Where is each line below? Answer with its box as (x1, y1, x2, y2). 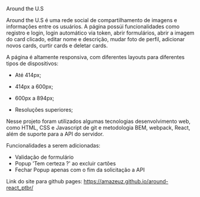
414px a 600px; (14, 83, 54, 90)
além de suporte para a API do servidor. (6, 131, 104, 137)
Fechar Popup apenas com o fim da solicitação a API (14, 167, 145, 173)
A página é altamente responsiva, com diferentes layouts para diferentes (6, 54, 185, 60)
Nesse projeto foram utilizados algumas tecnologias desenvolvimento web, (6, 118, 191, 125)
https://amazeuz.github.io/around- (83, 178, 169, 184)
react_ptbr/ (6, 184, 34, 191)
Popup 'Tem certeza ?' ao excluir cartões (14, 160, 116, 167)
